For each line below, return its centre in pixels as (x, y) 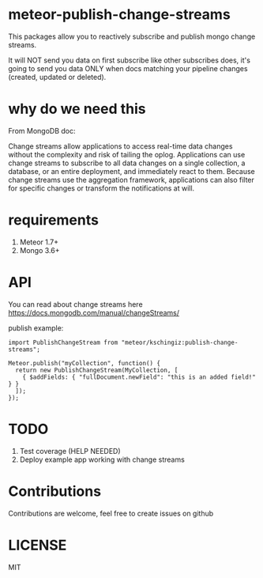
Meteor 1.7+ (39, 242)
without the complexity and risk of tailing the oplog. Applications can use (127, 154)
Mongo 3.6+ (39, 250)
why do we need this (77, 109)
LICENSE (38, 545)
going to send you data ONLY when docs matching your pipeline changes (128, 68)
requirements (53, 220)
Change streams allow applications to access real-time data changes (120, 146)
